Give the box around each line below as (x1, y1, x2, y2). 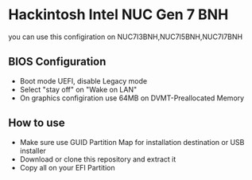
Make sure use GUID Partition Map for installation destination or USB (19, 137, 245, 147)
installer (19, 146, 46, 155)
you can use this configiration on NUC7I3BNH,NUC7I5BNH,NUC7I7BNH (8, 32, 243, 41)
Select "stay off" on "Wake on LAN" (19, 84, 138, 94)
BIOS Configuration (8, 55, 107, 68)
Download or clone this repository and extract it (19, 154, 176, 164)
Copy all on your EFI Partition (19, 162, 115, 172)
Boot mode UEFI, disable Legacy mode (19, 76, 148, 85)
